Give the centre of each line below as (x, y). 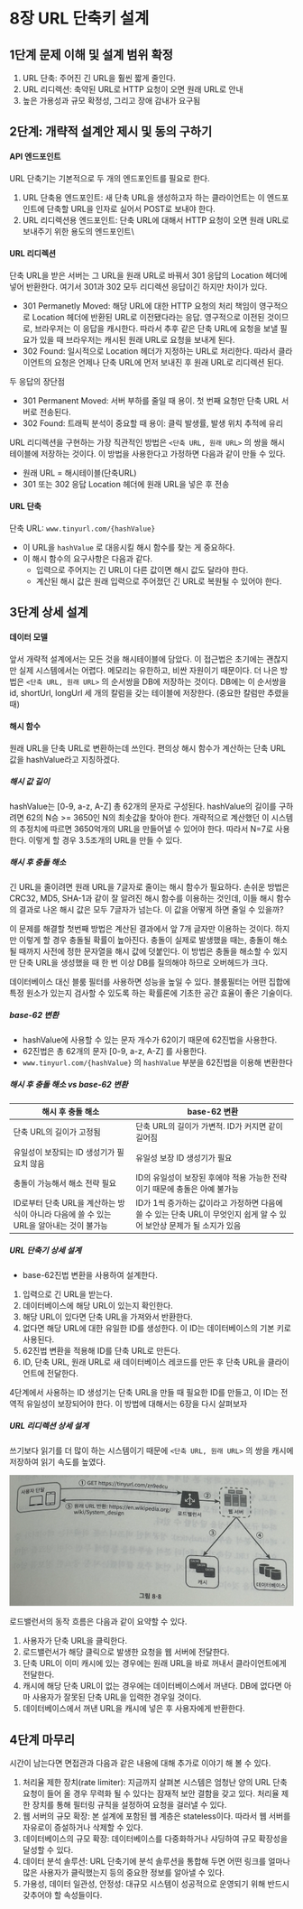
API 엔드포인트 (35, 156)
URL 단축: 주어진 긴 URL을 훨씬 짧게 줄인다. (99, 78)
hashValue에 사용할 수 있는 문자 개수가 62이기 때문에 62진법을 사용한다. (150, 1040)
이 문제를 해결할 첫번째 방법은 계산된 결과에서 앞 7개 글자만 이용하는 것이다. (141, 928)
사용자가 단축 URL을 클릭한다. (75, 1641)
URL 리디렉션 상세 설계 (49, 1426)
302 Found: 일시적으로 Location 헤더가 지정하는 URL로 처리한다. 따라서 (149, 351)
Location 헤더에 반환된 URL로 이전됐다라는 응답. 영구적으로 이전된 (148, 317)
